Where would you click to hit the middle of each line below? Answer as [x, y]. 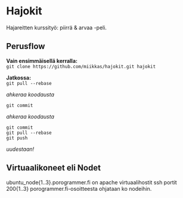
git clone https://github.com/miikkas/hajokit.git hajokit [81, 66]
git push [17, 138]
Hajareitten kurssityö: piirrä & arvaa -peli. [57, 28]
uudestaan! [20, 149]
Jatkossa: [19, 77]
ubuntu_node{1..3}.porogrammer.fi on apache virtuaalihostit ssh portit [91, 182]
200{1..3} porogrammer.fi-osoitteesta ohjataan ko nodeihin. [79, 188]
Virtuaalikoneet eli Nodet [54, 168]
